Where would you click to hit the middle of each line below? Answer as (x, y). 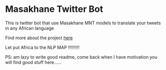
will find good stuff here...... (33, 62)
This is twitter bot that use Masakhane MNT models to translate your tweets (83, 23)
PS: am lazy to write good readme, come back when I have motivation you (81, 57)
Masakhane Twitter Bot (54, 9)
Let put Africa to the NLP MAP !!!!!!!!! (42, 47)
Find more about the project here (39, 38)
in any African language (30, 28)
